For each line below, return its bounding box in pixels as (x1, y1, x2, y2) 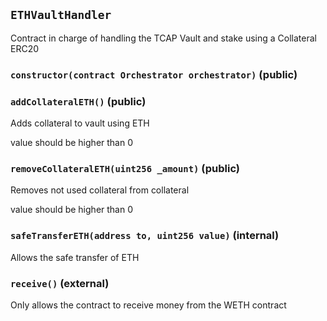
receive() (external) (10, 276, 110, 290)
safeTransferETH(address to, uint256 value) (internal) (10, 229, 280, 243)
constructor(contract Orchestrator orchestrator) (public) (10, 67, 298, 81)
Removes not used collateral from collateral (10, 184, 190, 196)
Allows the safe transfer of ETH (10, 251, 140, 263)
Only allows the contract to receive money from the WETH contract (10, 299, 287, 311)
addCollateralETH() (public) (10, 94, 147, 108)
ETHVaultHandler (10, 8, 112, 23)
